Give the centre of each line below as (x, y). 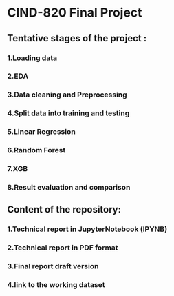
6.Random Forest (36, 150)
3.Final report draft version (53, 266)
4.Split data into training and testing (68, 113)
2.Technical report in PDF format (63, 248)
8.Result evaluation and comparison (69, 187)
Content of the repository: (64, 209)
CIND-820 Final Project (75, 13)
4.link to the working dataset (56, 285)
